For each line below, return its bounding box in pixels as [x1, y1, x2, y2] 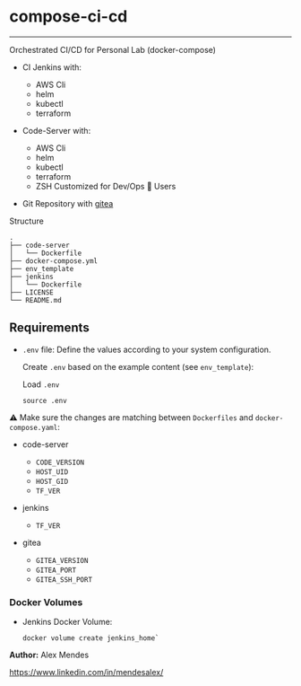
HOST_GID [35, 477, 69, 486]
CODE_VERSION [35, 458, 85, 467]
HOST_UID [35, 467, 69, 477]
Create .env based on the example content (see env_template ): [21, 361, 254, 372]
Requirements [9, 321, 90, 336]
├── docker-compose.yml [9, 256, 99, 266]
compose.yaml [9, 423, 58, 432]
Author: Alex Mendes [9, 649, 90, 661]
